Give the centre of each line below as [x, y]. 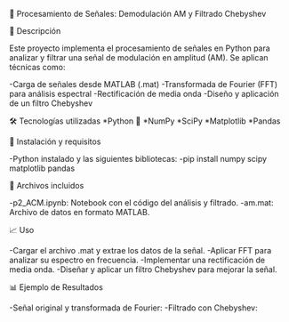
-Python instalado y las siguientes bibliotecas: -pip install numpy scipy [138, 159]
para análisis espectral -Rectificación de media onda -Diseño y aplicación [144, 94]
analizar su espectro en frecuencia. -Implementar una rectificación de [137, 260]
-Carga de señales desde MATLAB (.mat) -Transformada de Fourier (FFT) [144, 84]
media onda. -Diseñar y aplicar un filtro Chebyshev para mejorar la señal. [143, 270]
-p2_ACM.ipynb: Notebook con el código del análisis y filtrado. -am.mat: [141, 203]
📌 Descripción [35, 31]
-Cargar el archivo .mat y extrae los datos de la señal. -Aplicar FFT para [140, 250]
